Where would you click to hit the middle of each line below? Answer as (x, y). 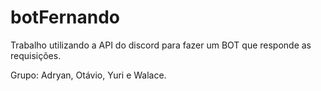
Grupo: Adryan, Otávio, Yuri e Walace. (88, 75)
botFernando (65, 17)
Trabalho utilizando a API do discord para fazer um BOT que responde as (161, 45)
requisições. (36, 55)
